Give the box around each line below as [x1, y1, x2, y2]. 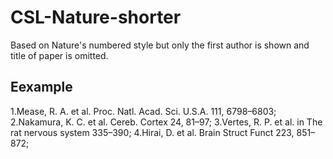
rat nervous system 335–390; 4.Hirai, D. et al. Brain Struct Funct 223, [10, 126, 295, 138]
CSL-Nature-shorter [10, 6, 182, 29]
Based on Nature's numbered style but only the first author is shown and [10, 39, 310, 51]
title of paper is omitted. [10, 49, 109, 61]
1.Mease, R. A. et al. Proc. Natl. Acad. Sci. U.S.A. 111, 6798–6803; [10, 105, 277, 117]
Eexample [10, 79, 73, 96]
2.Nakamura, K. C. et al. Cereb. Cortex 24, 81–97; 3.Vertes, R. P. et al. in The [10, 116, 323, 128]
